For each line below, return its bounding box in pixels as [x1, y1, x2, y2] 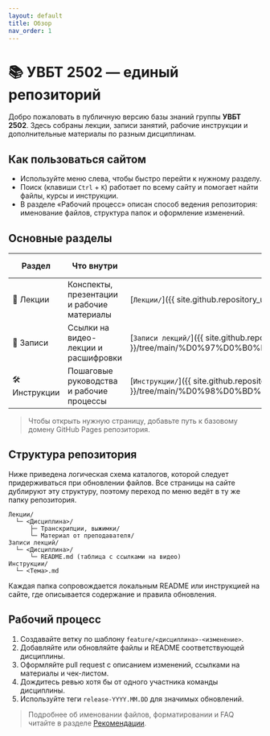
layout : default [8, 11, 63, 20]
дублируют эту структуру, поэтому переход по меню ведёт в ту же [8, 486, 241, 495]
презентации [67, 289, 119, 300]
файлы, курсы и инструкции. [19, 191, 119, 201]
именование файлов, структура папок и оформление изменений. [19, 208, 245, 218]
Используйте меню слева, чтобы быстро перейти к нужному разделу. [19, 174, 262, 183]
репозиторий [8, 85, 101, 104]
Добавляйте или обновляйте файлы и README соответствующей [19, 643, 245, 652]
